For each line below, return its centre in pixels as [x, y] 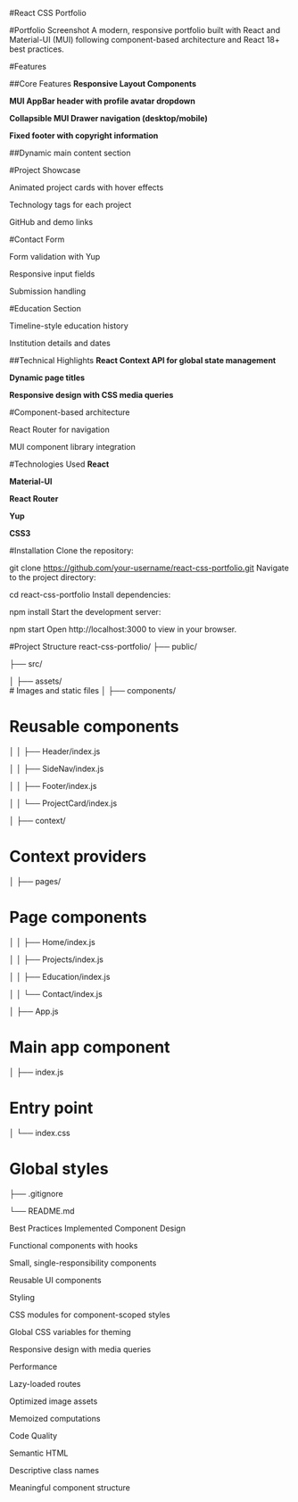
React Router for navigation [59, 429]
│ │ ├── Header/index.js [55, 751]
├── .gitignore [37, 1193]
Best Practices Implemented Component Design [97, 1228]
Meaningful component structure [70, 1487]
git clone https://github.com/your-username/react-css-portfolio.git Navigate [149, 568]
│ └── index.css [40, 1133]
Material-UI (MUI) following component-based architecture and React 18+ [145, 40]
